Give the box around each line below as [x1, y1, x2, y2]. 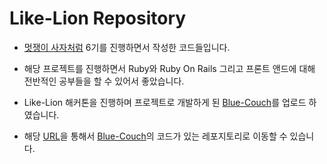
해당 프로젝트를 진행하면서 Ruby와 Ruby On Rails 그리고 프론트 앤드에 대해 [23, 62, 316, 74]
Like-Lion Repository [9, 7, 187, 30]
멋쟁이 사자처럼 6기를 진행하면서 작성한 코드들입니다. [23, 41, 231, 53]
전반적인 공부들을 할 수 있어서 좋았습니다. [23, 75, 185, 87]
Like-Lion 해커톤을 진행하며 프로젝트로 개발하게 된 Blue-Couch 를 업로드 [23, 96, 307, 108]
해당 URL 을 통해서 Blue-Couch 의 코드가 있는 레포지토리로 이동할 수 [23, 130, 288, 142]
